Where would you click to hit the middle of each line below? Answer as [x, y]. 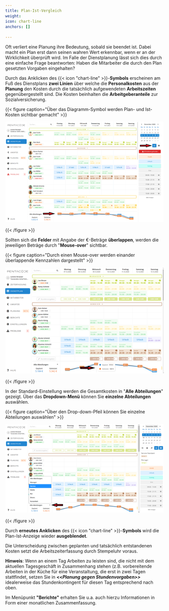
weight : [13, 16]
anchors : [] [18, 27]
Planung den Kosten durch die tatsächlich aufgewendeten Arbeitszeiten [80, 89]
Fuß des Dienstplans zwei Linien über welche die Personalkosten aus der [82, 84]
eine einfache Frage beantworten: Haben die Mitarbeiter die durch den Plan [83, 63]
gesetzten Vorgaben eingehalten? [40, 69]
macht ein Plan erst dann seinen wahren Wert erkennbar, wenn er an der [80, 52]
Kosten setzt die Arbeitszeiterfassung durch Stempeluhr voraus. [72, 551]
